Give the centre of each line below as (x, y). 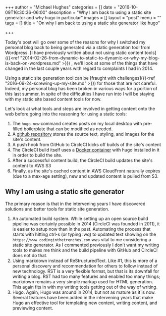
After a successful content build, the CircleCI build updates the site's (82, 160)
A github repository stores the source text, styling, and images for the (83, 134)
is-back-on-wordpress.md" (33, 63)
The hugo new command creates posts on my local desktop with (77, 124)
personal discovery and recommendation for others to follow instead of (85, 266)
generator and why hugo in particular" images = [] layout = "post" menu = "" (83, 18)
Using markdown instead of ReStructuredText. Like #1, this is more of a (85, 261)
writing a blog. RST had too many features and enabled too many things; (86, 276)
